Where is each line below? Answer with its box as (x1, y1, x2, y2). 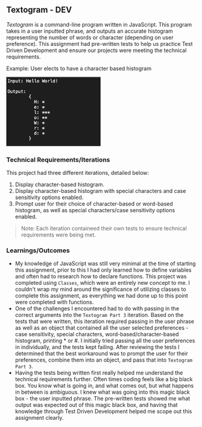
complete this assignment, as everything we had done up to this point (14, 292, 188, 299)
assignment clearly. (14, 414, 64, 422)
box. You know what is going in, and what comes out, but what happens (14, 382, 194, 390)
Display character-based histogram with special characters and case (14, 187, 186, 195)
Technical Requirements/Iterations (6, 155, 110, 164)
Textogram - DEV (6, 5, 72, 15)
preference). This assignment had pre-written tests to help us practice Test (6, 40, 193, 47)
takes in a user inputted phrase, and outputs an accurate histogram (6, 27, 173, 34)
